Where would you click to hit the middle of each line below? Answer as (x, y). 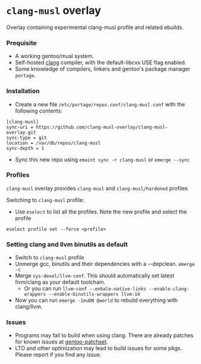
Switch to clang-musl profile (49, 258)
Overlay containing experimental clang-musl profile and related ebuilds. (95, 27)
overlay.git (21, 132)
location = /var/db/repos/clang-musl (54, 143)
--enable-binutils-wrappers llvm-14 (94, 294)
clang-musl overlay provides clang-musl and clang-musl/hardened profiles (97, 188)
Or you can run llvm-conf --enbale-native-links (85, 288)
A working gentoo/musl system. (54, 56)
